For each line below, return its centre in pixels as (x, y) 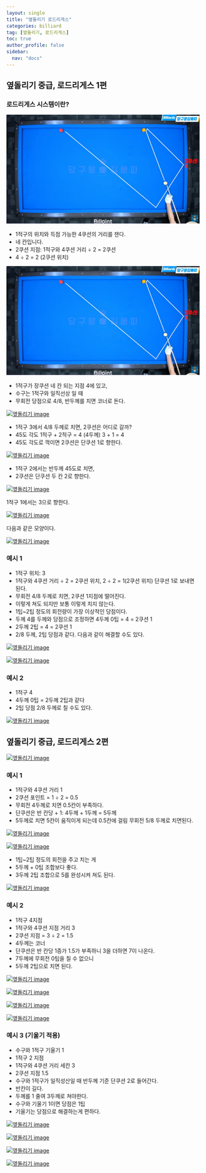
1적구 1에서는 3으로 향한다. (38, 502)
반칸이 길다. (29, 1088)
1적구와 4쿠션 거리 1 (39, 790)
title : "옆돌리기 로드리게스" (39, 19)
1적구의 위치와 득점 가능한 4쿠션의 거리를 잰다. (70, 234)
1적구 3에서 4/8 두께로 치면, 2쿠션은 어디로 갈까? (74, 427)
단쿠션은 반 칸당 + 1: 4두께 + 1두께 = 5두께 (66, 813)
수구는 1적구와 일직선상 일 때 (49, 393)
